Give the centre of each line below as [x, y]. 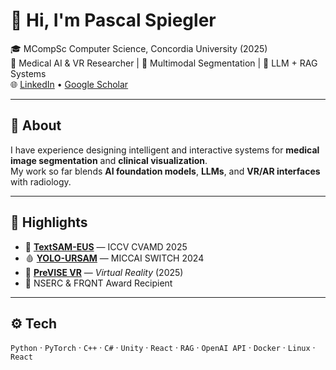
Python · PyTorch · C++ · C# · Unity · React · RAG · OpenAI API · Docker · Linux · [163, 348]
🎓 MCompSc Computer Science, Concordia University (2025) [139, 48]
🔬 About [36, 125]
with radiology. [41, 181]
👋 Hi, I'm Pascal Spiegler [113, 20]
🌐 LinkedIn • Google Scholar [69, 84]
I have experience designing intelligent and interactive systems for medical [165, 150]
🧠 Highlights [49, 222]
